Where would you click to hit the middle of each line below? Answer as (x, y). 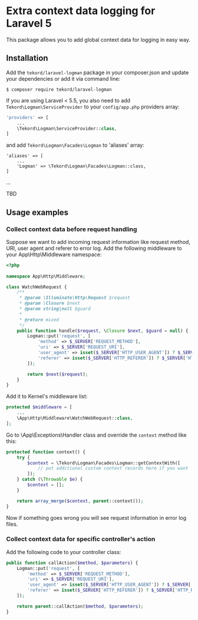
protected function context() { (46, 452)
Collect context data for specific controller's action (81, 539)
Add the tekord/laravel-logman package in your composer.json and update (98, 72)
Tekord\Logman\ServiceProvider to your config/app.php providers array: (93, 107)
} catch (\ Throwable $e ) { (50, 479)
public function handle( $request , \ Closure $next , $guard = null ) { (103, 331)
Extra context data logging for (81, 11)
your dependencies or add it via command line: (63, 78)
